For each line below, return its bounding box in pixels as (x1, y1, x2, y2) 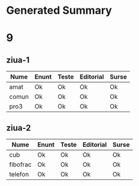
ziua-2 (6, 122, 31, 133)
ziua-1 (6, 55, 30, 65)
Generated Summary (6, 4, 112, 17)
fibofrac (9, 160, 32, 169)
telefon (9, 170, 29, 178)
